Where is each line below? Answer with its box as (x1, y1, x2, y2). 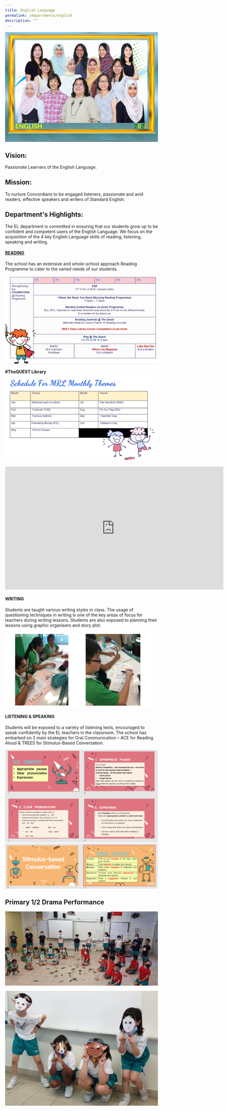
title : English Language (5, 8, 55, 13)
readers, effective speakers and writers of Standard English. (5, 196, 125, 202)
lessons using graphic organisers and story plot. (5, 622, 101, 628)
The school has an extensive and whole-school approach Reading (5, 261, 137, 267)
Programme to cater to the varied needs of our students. (5, 266, 118, 272)
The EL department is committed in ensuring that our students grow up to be (5, 223, 158, 229)
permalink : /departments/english (5, 13, 73, 18)
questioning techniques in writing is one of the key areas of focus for (5, 612, 143, 618)
